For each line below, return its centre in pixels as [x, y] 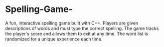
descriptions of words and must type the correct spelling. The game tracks [82, 28]
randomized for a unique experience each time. [54, 39]
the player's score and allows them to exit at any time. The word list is [77, 33]
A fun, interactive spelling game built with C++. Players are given [72, 23]
